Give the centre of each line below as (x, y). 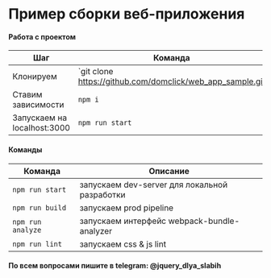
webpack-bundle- (204, 221)
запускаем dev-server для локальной (154, 185)
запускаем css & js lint (123, 244)
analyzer (96, 230)
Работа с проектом (42, 36)
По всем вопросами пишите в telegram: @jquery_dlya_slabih (115, 266)
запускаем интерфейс (123, 221)
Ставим (27, 95)
